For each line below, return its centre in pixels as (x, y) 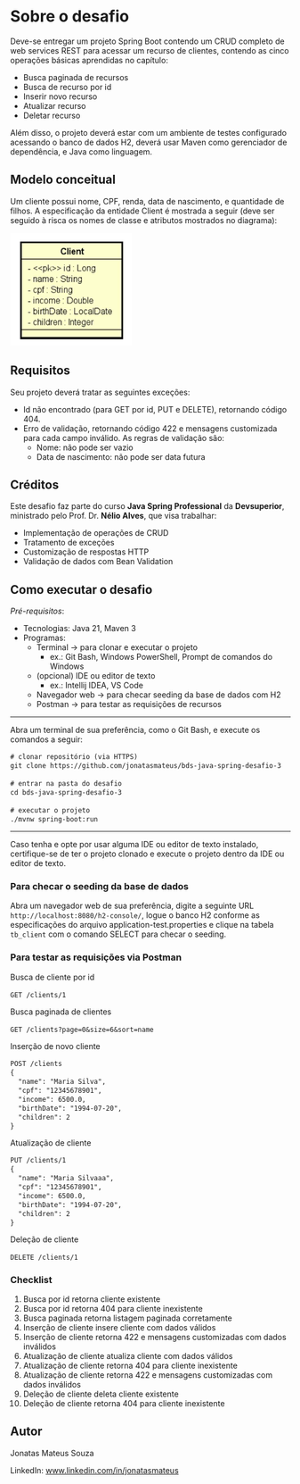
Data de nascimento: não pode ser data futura (121, 456)
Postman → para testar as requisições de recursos (129, 704)
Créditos (35, 484)
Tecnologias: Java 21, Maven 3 (79, 629)
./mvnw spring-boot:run (54, 820)
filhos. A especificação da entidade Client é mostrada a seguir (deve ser (142, 211)
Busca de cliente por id (53, 977)
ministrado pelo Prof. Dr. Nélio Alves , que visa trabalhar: (114, 516)
